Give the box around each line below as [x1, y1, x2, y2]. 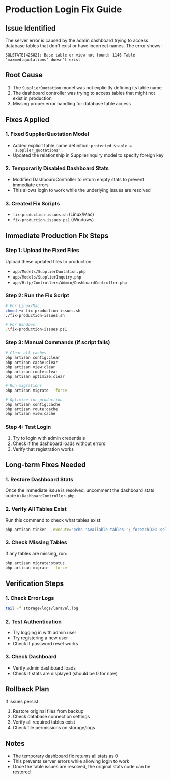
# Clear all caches [5, 350, 47, 355]
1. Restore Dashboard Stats [5, 476, 74, 483]
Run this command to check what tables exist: [5, 517, 102, 523]
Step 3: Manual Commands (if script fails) [5, 339, 110, 346]
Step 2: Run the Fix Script [5, 292, 70, 299]
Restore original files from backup [12, 708, 84, 714]
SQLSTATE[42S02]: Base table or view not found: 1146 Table [5, 52, 136, 58]
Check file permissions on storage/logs [12, 725, 95, 731]
